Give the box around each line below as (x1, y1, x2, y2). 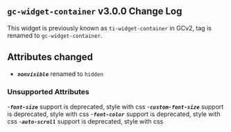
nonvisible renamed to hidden (17, 69, 104, 78)
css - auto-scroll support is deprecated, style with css (7, 117, 164, 125)
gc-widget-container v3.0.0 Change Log (7, 6, 182, 17)
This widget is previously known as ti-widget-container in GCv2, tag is (7, 23, 212, 32)
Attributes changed (7, 51, 94, 63)
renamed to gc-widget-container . (7, 31, 103, 39)
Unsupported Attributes (7, 86, 89, 96)
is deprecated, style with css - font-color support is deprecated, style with (7, 110, 221, 118)
